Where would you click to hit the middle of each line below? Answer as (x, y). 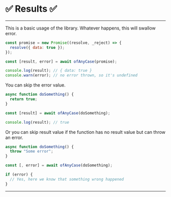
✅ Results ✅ (31, 9)
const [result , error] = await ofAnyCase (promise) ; (61, 62)
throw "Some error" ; (32, 151)
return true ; (24, 99)
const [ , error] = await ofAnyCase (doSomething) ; (59, 165)
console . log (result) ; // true (37, 122)
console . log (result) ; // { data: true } (49, 71)
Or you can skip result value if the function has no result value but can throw (85, 132)
